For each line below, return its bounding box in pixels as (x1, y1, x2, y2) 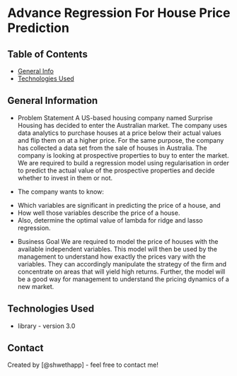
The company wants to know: (17, 187, 105, 196)
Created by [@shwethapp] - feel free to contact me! (7, 360, 159, 369)
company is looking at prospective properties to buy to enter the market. (17, 151, 229, 160)
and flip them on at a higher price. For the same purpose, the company (17, 136, 224, 144)
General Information (7, 95, 98, 107)
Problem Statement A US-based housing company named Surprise (17, 113, 214, 122)
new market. (17, 282, 54, 290)
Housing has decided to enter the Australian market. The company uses (17, 121, 228, 129)
